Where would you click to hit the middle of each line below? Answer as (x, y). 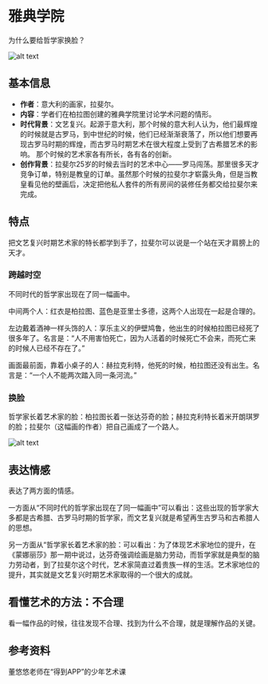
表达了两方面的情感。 (43, 490)
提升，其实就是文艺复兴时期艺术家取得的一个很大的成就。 (102, 574)
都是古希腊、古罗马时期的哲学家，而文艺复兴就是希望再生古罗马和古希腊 (134, 518)
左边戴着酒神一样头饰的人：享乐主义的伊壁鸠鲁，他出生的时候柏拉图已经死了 (134, 328)
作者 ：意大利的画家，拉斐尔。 (69, 104)
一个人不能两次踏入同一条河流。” (85, 375)
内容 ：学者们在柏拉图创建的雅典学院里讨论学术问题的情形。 (118, 114)
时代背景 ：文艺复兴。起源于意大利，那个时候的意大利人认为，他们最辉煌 (138, 124)
